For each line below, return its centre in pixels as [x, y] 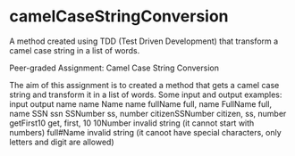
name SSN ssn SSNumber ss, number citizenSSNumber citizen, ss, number [148, 113]
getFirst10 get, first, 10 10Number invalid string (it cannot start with [132, 123]
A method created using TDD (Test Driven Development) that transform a [144, 41]
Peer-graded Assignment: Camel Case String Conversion [114, 68]
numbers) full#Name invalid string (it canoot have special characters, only [145, 132]
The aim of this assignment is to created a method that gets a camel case [144, 85]
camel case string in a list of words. [75, 50]
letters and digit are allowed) [62, 142]
